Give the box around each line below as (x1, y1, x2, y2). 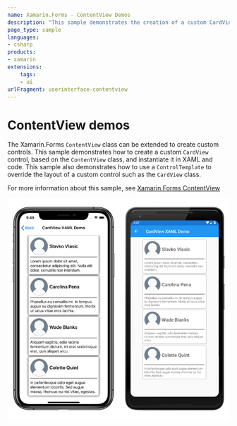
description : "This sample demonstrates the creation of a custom (7, 18, 207, 26)
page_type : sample (7, 26, 61, 33)
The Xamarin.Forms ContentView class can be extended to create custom (7, 140, 219, 149)
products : (7, 49, 37, 56)
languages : (7, 34, 39, 41)
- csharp (7, 41, 33, 49)
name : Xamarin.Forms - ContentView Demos (7, 11, 131, 18)
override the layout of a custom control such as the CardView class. (7, 170, 201, 179)
